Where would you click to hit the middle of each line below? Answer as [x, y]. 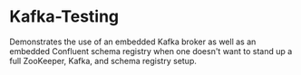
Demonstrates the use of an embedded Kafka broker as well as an [133, 42]
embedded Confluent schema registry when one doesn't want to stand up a [151, 51]
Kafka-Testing [64, 17]
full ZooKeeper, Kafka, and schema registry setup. [103, 61]
